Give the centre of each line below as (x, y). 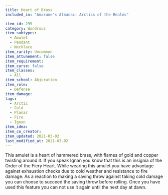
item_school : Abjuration (31, 80)
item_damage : (19, 94)
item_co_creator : (23, 132)
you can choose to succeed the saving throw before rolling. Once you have (83, 182)
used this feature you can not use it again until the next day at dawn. (76, 187)
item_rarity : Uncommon (29, 52)
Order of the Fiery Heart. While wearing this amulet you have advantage (79, 166)
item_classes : (20, 71)
